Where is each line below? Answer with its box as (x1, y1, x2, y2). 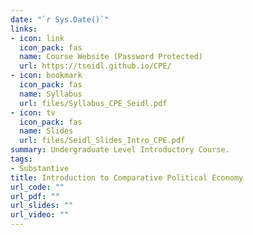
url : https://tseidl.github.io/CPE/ (19, 61, 172, 71)
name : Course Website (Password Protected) (19, 52, 203, 62)
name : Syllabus (19, 89, 83, 99)
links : (10, 24, 38, 34)
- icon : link (10, 33, 65, 43)
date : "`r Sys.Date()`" (10, 14, 110, 25)
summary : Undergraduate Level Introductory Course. (10, 145, 230, 155)
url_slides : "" (10, 201, 74, 211)
